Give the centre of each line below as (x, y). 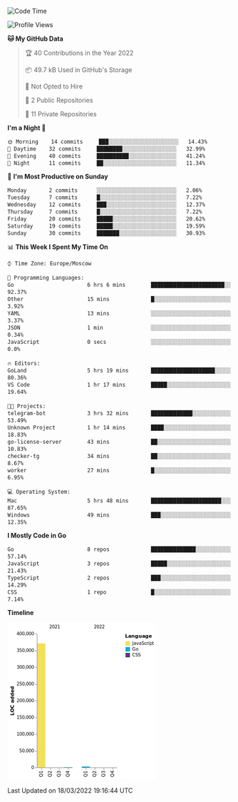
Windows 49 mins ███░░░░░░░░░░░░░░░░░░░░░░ (119, 515)
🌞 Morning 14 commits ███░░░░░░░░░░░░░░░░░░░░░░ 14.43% (108, 142)
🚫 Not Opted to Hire (54, 86)
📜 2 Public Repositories (59, 100)
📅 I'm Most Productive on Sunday (58, 176)
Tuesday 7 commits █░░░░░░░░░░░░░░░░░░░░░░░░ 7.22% (105, 198)
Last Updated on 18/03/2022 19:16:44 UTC (70, 791)
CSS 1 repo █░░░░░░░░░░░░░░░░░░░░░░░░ (119, 592)
